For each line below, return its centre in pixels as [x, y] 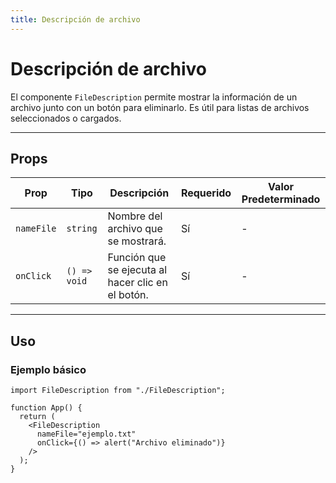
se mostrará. [137, 241]
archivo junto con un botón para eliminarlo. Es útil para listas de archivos [160, 107]
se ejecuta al [137, 270]
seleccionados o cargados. [66, 118]
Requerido [206, 193]
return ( [37, 417]
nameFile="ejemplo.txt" [86, 434]
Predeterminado [281, 199]
